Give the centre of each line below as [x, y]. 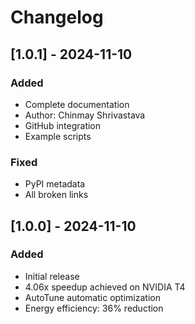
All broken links [56, 195]
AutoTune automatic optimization [92, 297]
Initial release [52, 276]
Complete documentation [77, 104]
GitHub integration [63, 125]
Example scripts [58, 136]
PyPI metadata [55, 184]
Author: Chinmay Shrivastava [85, 115]
